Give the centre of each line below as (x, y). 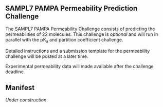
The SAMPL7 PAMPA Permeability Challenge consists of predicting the (80, 29)
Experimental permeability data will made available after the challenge (79, 66)
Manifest (20, 88)
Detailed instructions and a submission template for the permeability (78, 51)
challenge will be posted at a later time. (47, 56)
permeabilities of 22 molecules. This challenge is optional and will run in (82, 34)
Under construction (26, 100)
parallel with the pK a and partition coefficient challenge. (64, 40)
